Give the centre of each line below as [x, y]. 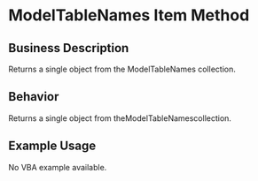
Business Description [69, 48]
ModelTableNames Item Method [129, 15]
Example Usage [52, 146]
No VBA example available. [58, 167]
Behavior [34, 97]
